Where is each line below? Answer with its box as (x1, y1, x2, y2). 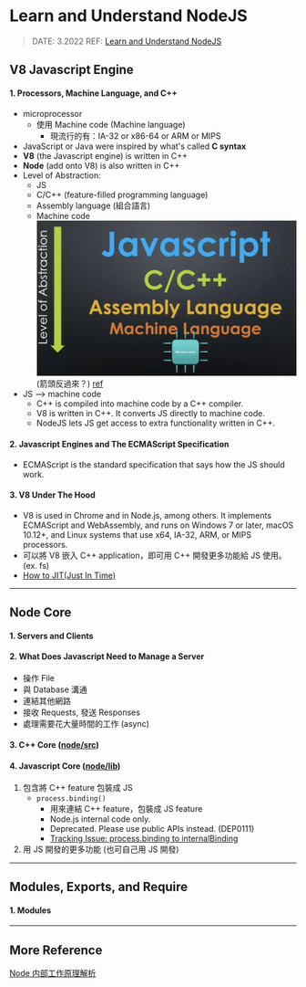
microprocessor (22, 108, 83, 119)
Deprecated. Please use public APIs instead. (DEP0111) (49, 823, 255, 834)
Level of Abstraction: (22, 170, 102, 181)
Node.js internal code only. (49, 814, 151, 824)
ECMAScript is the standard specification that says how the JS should (22, 458, 285, 470)
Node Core (9, 604, 72, 621)
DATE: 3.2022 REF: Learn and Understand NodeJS (31, 36, 222, 47)
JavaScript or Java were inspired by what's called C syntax (22, 141, 247, 152)
